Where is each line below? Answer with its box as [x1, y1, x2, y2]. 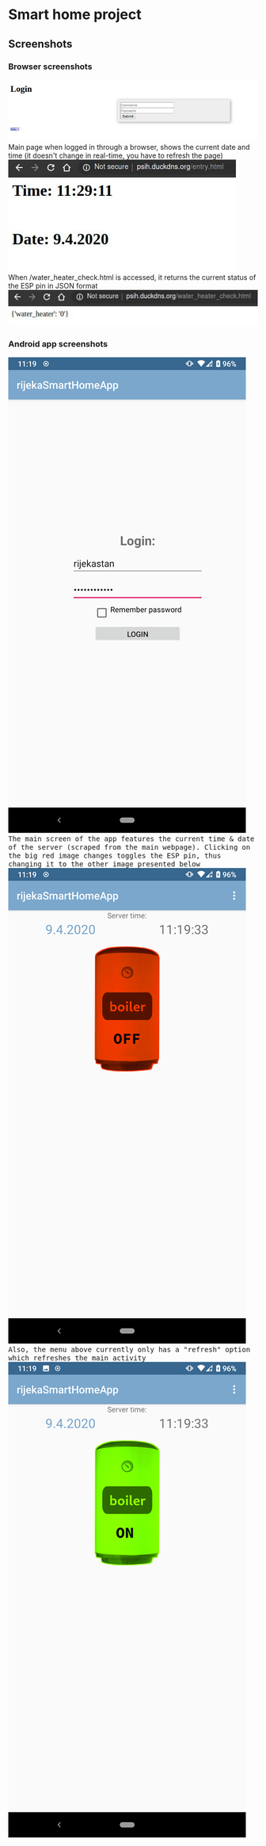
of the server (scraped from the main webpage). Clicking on [8, 843, 251, 851]
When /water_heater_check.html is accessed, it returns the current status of [8, 273, 256, 282]
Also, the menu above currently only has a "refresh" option [8, 1345, 251, 1354]
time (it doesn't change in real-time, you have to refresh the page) [8, 151, 223, 160]
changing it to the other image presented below [8, 859, 200, 869]
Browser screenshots [8, 61, 93, 72]
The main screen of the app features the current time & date [8, 834, 255, 843]
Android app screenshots [8, 338, 108, 350]
